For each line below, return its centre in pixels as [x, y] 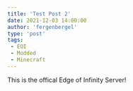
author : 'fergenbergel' [42, 27]
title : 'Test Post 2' [39, 14]
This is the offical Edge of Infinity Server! [67, 80]
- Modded [23, 54]
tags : [15, 40]
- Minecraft [28, 60]
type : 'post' [27, 34]
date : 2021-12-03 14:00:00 [47, 20]
